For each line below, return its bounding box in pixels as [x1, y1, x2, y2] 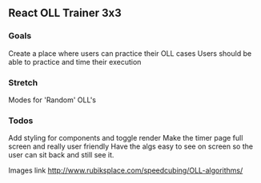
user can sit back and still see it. [8, 150, 114, 160]
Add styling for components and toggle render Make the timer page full [8, 133, 243, 143]
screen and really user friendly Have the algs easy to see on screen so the [8, 141, 254, 151]
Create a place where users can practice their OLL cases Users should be [8, 48, 252, 58]
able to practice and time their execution [8, 57, 142, 66]
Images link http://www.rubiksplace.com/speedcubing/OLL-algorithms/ [8, 165, 243, 175]
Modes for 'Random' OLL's [8, 95, 96, 105]
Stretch [8, 77, 38, 88]
